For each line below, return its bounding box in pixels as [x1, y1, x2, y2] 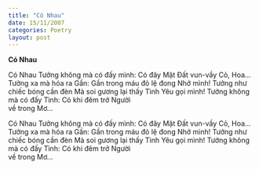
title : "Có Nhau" [8, 11, 65, 20]
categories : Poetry [8, 26, 72, 34]
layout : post [8, 33, 51, 42]
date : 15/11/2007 [8, 19, 65, 27]
